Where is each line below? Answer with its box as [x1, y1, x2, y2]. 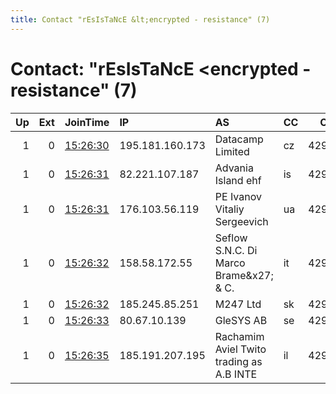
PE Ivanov [214, 189, 262, 203]
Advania [214, 161, 254, 175]
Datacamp [214, 132, 264, 146]
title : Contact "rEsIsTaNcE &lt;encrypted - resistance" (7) [10, 14, 271, 25]
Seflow [214, 231, 248, 245]
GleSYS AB [214, 313, 268, 327]
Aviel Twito [214, 342, 267, 356]
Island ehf [214, 173, 262, 187]
